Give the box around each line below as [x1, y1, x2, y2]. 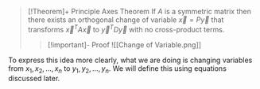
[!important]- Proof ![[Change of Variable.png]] [47, 39, 201, 50]
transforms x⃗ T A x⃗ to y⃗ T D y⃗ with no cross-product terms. [27, 24, 225, 34]
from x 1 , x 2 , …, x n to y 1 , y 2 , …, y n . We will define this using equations [8, 63, 227, 75]
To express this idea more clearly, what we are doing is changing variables [8, 55, 253, 65]
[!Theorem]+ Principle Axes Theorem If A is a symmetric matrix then [27, 7, 252, 16]
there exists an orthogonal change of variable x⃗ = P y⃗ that [27, 15, 224, 24]
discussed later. [8, 74, 60, 83]
